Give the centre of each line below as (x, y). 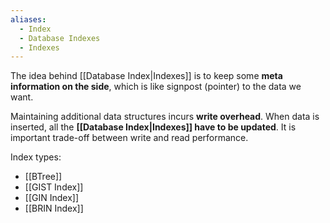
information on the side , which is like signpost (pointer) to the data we (156, 87)
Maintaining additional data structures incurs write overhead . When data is (165, 117)
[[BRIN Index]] (54, 208)
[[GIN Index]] (52, 198)
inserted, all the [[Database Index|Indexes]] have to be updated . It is (153, 127)
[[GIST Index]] (54, 187)
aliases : (28, 19)
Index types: (36, 157)
